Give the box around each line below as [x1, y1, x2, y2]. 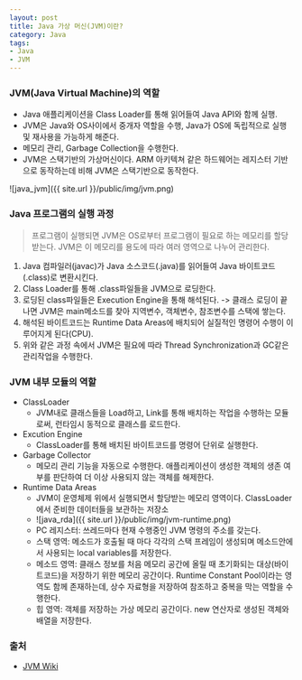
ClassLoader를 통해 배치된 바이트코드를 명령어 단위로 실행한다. [35, 439, 259, 450]
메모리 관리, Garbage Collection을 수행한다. [22, 143, 178, 154]
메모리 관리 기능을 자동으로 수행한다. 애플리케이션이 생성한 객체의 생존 [35, 460, 282, 470]
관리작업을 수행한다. [22, 350, 93, 361]
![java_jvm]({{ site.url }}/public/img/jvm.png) [9, 183, 174, 194]
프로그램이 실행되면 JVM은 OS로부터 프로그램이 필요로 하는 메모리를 [31, 229, 272, 240]
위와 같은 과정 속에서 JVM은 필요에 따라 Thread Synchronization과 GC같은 [22, 340, 289, 350]
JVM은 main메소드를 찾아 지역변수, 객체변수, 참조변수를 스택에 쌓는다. [39, 305, 287, 316]
